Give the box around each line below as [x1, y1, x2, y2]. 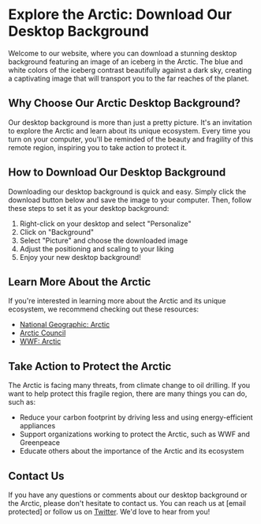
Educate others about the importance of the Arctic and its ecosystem [19, 447, 244, 456]
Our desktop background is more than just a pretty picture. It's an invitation [8, 117, 252, 127]
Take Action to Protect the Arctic [8, 360, 172, 373]
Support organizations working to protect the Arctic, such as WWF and [19, 429, 251, 439]
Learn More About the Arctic [8, 275, 151, 288]
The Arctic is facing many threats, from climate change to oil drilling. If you [8, 381, 251, 390]
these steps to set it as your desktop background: [8, 203, 170, 213]
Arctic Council [19, 328, 66, 337]
